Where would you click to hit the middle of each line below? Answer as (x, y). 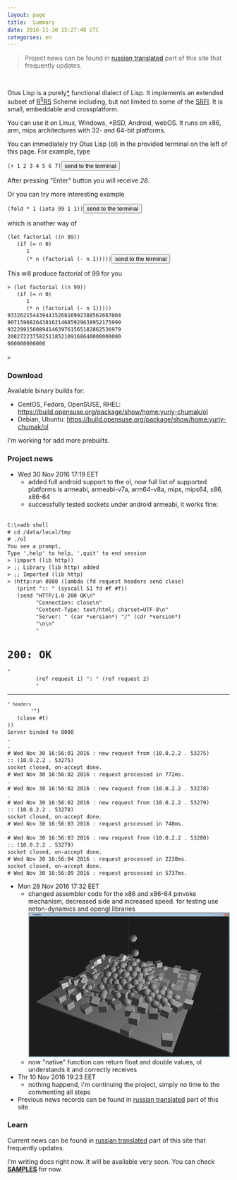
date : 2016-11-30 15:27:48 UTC (53, 30)
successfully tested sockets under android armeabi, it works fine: (123, 504)
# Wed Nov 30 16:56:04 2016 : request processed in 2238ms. (98, 859)
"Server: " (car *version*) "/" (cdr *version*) (108, 617)
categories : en (30, 37)
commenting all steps (59, 1092)
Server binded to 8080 (41, 732)
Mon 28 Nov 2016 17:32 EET (59, 886)
